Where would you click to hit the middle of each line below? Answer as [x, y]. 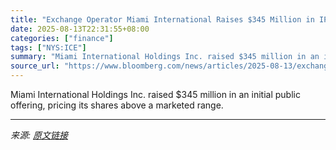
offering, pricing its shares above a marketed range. [117, 105]
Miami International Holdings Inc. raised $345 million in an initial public [155, 94]
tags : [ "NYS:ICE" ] [48, 47]
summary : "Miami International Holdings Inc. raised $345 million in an [165, 57]
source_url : [35, 66]
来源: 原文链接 [39, 135]
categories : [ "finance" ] [62, 38]
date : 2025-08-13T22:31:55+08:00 [80, 29]
